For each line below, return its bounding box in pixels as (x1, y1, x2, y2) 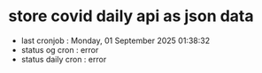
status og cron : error (20, 44, 99, 55)
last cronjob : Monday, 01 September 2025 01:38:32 (20, 35, 210, 46)
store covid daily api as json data (8, 6, 254, 26)
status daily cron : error (20, 54, 107, 64)
